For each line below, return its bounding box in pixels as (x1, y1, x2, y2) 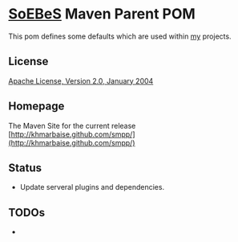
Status (8, 161, 42, 174)
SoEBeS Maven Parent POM (8, 5, 196, 23)
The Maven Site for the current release (8, 121, 136, 130)
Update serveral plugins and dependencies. (19, 183, 165, 192)
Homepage (8, 100, 65, 113)
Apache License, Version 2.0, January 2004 (8, 76, 154, 85)
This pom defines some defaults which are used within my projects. (8, 31, 232, 41)
